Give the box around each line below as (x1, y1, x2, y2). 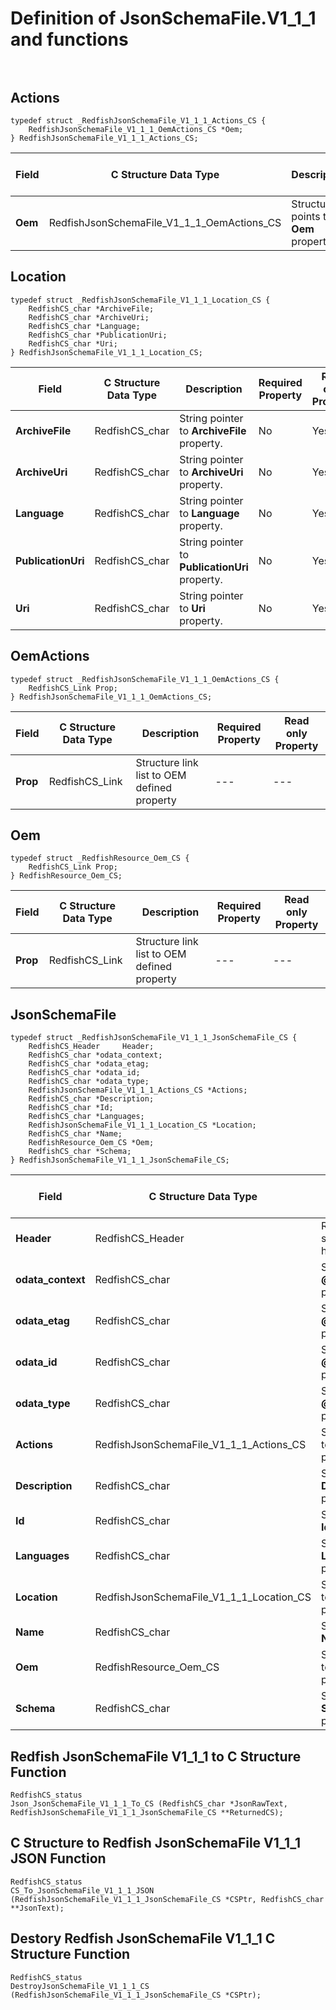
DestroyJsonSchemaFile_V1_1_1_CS (10, 1981, 150, 1991)
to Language (179, 506, 240, 520)
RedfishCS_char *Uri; (28, 338, 118, 349)
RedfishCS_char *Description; (28, 1094, 155, 1104)
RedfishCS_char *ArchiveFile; (28, 303, 155, 314)
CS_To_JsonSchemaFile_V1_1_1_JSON (10, 1885, 155, 1896)
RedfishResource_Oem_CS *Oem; (28, 1138, 155, 1148)
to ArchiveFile (179, 423, 247, 437)
